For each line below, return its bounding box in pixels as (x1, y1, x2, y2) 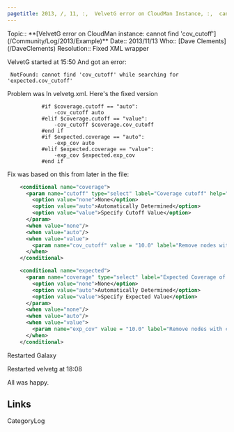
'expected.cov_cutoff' (7, 77, 73, 84)
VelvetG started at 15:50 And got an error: (7, 57, 127, 66)
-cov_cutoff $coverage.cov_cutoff (54, 121, 155, 128)
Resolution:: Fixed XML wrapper (57, 44, 149, 52)
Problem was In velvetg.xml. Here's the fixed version (7, 89, 158, 98)
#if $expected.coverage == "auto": (41, 133, 145, 140)
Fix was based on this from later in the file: (7, 170, 130, 178)
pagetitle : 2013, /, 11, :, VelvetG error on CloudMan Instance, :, (7, 10, 214, 17)
